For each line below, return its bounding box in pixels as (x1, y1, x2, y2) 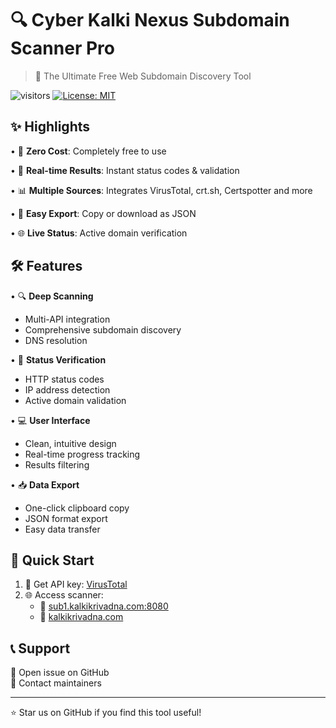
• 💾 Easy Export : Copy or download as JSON (10, 207, 197, 219)
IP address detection (24, 383, 111, 396)
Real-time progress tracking (24, 448, 141, 460)
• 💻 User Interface (10, 414, 91, 426)
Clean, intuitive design (24, 437, 117, 449)
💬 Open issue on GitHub (10, 667, 110, 679)
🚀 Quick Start (10, 552, 95, 569)
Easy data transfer (24, 523, 101, 535)
